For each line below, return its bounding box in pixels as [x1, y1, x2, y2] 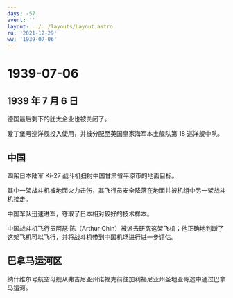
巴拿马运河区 [7, 255, 62, 267]
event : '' [7, 17, 36, 24]
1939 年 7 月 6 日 [7, 95, 78, 107]
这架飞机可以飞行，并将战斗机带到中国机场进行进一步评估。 [7, 233, 178, 241]
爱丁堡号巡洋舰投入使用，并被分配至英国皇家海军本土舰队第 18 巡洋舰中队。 [7, 130, 224, 138]
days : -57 [7, 10, 36, 17]
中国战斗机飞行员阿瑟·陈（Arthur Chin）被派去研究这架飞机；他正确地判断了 [7, 224, 224, 232]
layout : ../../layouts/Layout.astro [7, 23, 113, 30]
